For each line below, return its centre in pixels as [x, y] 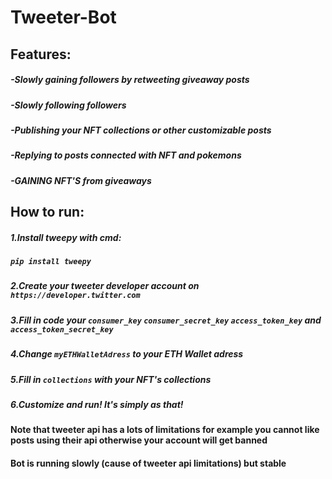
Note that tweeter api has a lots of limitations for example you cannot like [165, 430]
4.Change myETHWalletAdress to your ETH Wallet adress [127, 354]
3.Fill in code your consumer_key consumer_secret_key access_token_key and [166, 320]
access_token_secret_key [62, 329]
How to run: [47, 212]
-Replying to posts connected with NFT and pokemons [126, 155]
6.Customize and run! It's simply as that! [97, 404]
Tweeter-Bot [63, 17]
